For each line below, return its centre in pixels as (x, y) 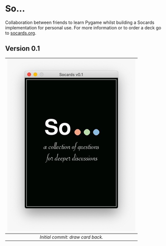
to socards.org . (21, 33)
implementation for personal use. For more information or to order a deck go (83, 27)
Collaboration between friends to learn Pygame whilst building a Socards (80, 22)
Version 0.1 (23, 48)
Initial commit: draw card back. (71, 237)
